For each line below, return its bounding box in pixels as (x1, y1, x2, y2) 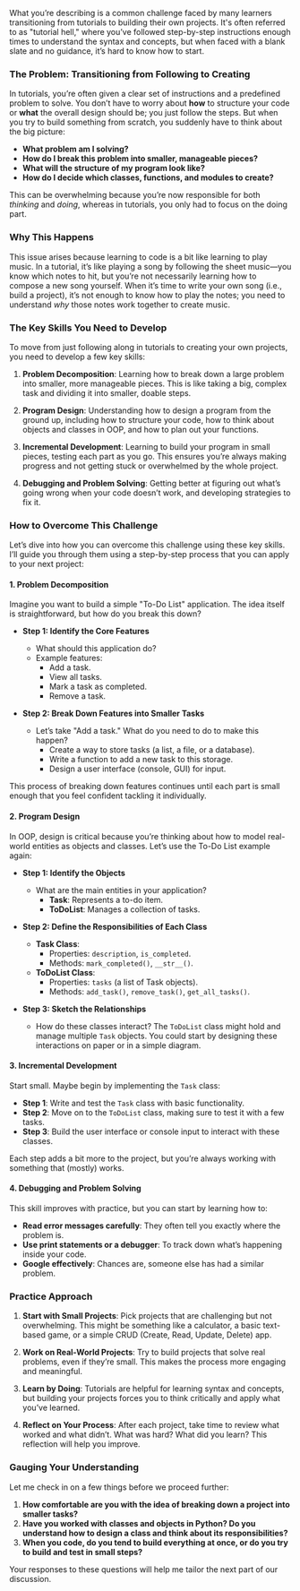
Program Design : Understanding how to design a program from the (21, 405, 271, 416)
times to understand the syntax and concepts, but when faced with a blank (9, 36, 286, 47)
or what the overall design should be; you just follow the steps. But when (9, 107, 279, 118)
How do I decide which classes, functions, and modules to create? (21, 172, 275, 183)
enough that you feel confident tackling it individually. (9, 790, 207, 801)
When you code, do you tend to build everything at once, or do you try (21, 1536, 288, 1548)
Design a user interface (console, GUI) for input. (48, 763, 227, 774)
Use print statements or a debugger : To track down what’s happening (21, 1240, 283, 1250)
